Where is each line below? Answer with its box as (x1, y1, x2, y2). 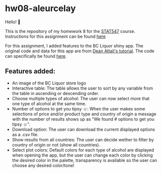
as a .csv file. (12, 131, 39, 137)
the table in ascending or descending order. (12, 90, 99, 96)
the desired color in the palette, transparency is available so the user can (12, 157, 157, 163)
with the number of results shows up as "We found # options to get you (12, 116, 155, 122)
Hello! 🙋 (5, 19, 21, 25)
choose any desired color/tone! (12, 162, 74, 168)
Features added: (5, 67, 56, 76)
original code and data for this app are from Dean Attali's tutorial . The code (5, 48, 155, 54)
